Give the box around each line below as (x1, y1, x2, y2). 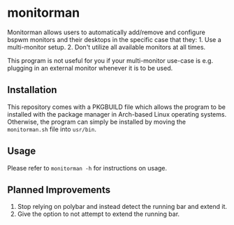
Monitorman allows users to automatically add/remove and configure (7, 28, 206, 36)
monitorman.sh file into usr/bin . (7, 124, 96, 133)
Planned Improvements (7, 184, 110, 196)
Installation (7, 84, 57, 96)
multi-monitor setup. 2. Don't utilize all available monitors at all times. (7, 43, 206, 51)
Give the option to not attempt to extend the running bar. (17, 210, 180, 218)
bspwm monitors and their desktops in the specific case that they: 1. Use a (7, 35, 221, 43)
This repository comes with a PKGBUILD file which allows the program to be (7, 103, 226, 111)
